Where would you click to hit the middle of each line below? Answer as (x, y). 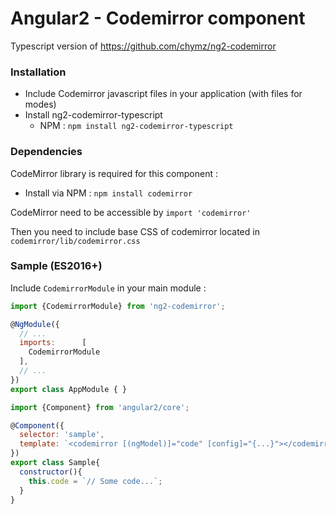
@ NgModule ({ (35, 324)
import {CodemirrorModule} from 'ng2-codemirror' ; (118, 306)
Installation (38, 72)
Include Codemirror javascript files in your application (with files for (163, 94)
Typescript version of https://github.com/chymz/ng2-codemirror (143, 46)
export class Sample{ (55, 463)
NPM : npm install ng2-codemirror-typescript (136, 126)
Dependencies (46, 152)
